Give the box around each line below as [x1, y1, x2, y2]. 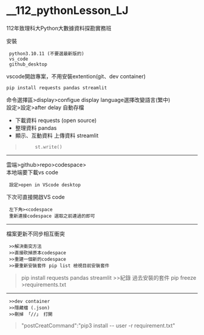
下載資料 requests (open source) [15, 117, 97, 124]
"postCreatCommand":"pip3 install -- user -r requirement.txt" [21, 322, 175, 329]
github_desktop [8, 61, 47, 67]
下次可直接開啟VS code [6, 193, 65, 200]
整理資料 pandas [15, 124, 57, 131]
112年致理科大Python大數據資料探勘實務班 [6, 24, 112, 32]
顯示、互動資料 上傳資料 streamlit [15, 132, 99, 139]
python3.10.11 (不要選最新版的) [8, 50, 84, 56]
